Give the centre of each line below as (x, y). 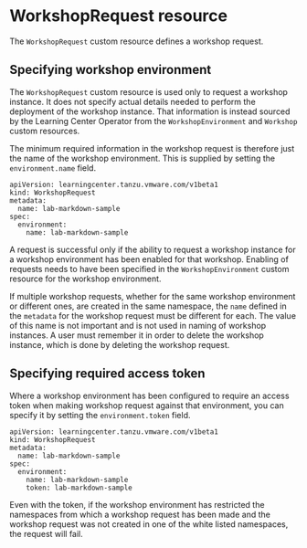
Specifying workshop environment (111, 70)
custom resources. (45, 131)
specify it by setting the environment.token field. (100, 415)
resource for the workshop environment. (85, 279)
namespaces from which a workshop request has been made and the (140, 514)
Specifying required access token (107, 374)
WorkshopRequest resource (119, 16)
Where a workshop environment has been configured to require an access (149, 395)
